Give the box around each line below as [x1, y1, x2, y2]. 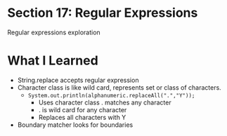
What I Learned [7, 53, 98, 69]
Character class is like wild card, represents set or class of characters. [17, 83, 221, 92]
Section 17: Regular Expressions [7, 5, 198, 21]
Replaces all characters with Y [38, 113, 127, 121]
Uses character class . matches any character [38, 98, 171, 107]
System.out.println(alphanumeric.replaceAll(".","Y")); [27, 92, 195, 99]
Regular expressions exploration [7, 28, 100, 36]
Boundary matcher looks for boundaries [17, 121, 134, 129]
